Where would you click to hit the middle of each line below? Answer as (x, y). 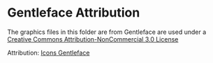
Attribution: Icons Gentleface (49, 53)
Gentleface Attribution (74, 13)
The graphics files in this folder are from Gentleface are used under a (107, 32)
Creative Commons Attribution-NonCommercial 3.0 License (93, 39)
